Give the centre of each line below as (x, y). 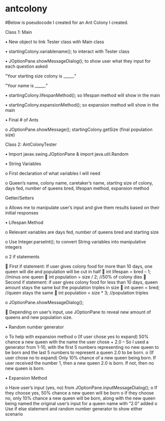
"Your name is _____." (27, 86)
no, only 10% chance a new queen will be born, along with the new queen (81, 398)
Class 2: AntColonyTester (31, 144)
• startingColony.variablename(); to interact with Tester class (67, 51)
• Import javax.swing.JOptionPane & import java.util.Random (67, 154)
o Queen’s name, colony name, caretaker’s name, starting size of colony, (79, 183)
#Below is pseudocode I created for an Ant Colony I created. (67, 22)
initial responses (22, 212)
